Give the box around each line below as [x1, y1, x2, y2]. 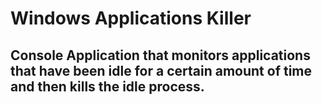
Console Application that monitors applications [10, 47, 311, 64]
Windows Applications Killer [10, 7, 252, 30]
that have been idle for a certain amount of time [10, 62, 313, 79]
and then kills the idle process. [10, 78, 205, 95]
